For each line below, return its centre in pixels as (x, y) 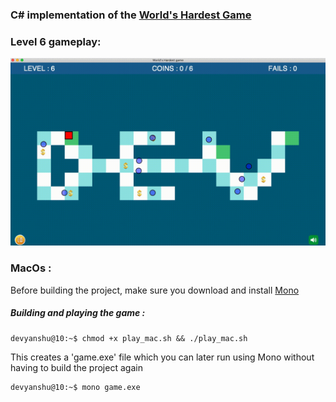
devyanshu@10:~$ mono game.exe (75, 387)
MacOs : (31, 268)
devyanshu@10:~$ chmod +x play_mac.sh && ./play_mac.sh (129, 338)
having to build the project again (76, 367)
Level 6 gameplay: (56, 41)
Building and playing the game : (78, 313)
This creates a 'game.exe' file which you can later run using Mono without (162, 357)
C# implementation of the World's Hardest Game (131, 15)
